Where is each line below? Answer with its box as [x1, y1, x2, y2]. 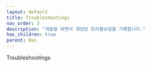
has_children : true [6, 32, 56, 38]
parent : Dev [6, 37, 37, 43]
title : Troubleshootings [6, 15, 70, 21]
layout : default [6, 9, 48, 15]
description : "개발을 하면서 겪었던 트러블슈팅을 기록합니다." [6, 26, 145, 32]
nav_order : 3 [6, 20, 40, 26]
